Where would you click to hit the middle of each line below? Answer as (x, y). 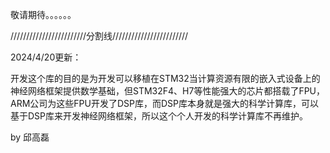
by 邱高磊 (30, 137)
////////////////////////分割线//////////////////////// (99, 36)
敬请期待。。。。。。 (43, 14)
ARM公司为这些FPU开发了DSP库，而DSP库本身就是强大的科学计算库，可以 (164, 103)
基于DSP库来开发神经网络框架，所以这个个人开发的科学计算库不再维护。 (159, 116)
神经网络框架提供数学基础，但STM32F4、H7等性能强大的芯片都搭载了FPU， (168, 91)
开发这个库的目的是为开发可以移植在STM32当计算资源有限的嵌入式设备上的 (165, 78)
